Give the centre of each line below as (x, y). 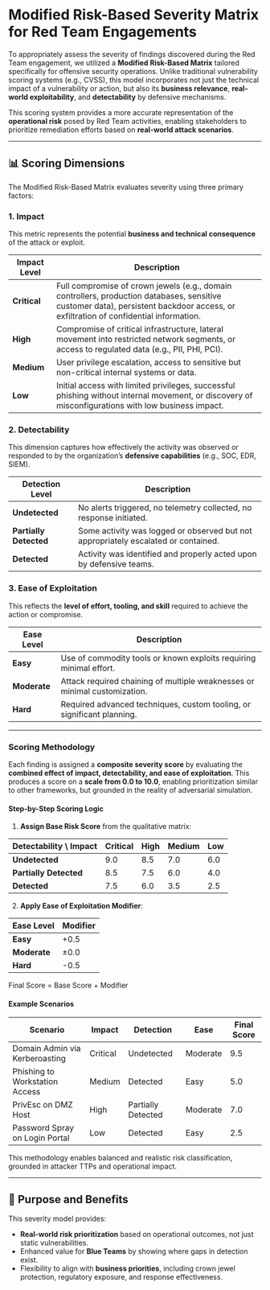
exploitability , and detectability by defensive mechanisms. (128, 97)
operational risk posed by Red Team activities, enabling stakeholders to (127, 121)
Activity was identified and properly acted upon (167, 554)
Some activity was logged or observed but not (165, 531)
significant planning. (99, 714)
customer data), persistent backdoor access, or (145, 306)
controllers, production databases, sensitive (139, 296)
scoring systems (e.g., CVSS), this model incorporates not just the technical (134, 80)
